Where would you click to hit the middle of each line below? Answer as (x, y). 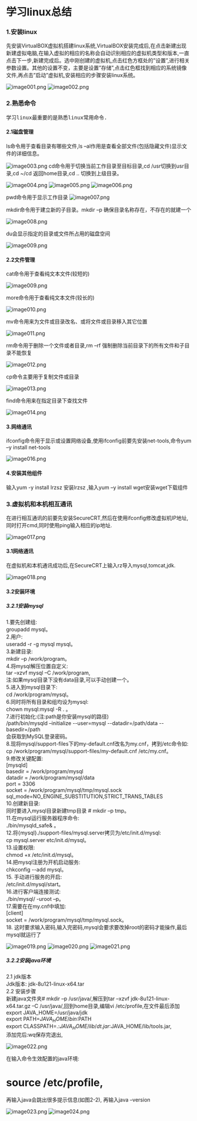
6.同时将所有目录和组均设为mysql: (47, 701)
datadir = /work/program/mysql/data (51, 777)
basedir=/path (24, 729)
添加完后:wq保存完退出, (34, 1035)
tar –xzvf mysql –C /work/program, (48, 673)
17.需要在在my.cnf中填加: (36, 906)
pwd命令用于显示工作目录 (37, 197)
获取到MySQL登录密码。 (41, 736)
